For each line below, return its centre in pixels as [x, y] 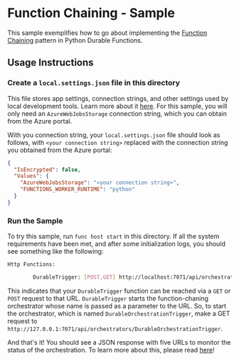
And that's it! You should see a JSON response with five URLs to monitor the [119, 342]
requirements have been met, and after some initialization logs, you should [117, 244]
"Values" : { [32, 176]
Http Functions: [31, 264]
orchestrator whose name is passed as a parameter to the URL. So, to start [117, 306]
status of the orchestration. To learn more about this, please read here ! [111, 350]
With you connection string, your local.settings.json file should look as [114, 135]
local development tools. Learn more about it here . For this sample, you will [117, 106]
